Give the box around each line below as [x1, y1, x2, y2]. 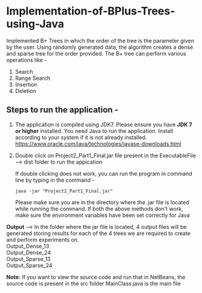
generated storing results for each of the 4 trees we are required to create [6, 230, 191, 237]
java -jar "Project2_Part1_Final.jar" [15, 188, 113, 194]
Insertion [15, 80, 37, 88]
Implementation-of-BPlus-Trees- [6, 4, 175, 18]
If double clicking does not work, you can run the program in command [15, 170, 192, 177]
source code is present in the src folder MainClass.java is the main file [6, 280, 181, 287]
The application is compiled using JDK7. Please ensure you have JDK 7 [15, 121, 192, 128]
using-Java [6, 17, 65, 31]
